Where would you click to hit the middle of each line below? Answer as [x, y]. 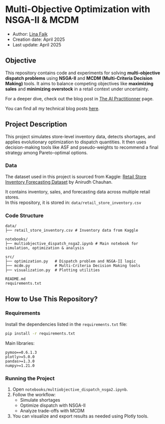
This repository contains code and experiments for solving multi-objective [83, 73]
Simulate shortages [40, 400]
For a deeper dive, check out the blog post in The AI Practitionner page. [79, 98]
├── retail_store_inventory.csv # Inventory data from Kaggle [72, 231]
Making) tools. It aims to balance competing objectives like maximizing [79, 83]
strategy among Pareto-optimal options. [47, 152]
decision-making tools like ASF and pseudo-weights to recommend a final [82, 147]
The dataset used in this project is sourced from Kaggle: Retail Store [76, 176]
